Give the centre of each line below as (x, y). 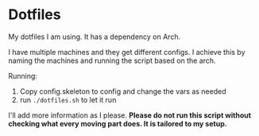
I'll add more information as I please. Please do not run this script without (130, 115)
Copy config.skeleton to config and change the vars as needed (123, 91)
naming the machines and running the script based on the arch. (112, 60)
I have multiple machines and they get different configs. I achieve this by (127, 52)
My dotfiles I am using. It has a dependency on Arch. (95, 37)
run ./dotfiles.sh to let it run (68, 99)
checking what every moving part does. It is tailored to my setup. (118, 123)
